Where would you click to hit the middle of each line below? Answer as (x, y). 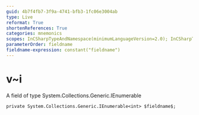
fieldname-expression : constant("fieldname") (63, 50)
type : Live (20, 17)
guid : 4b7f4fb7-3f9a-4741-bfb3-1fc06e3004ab (62, 11)
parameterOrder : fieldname (39, 45)
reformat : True (25, 22)
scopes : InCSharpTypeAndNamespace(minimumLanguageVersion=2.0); (87, 39)
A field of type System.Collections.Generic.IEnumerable (74, 96)
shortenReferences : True (37, 28)
